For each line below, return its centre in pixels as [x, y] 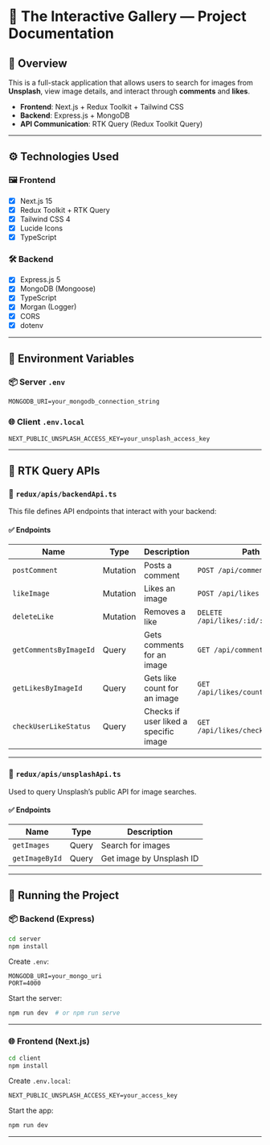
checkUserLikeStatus [51, 726]
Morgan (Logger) [48, 307]
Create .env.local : [39, 1081]
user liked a [166, 721]
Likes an [160, 588]
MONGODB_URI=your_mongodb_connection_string [84, 402]
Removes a [165, 612]
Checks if [162, 711]
